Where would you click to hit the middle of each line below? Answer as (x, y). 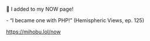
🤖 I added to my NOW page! (40, 9)
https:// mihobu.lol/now (33, 32)
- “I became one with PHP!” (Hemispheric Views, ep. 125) (75, 20)
